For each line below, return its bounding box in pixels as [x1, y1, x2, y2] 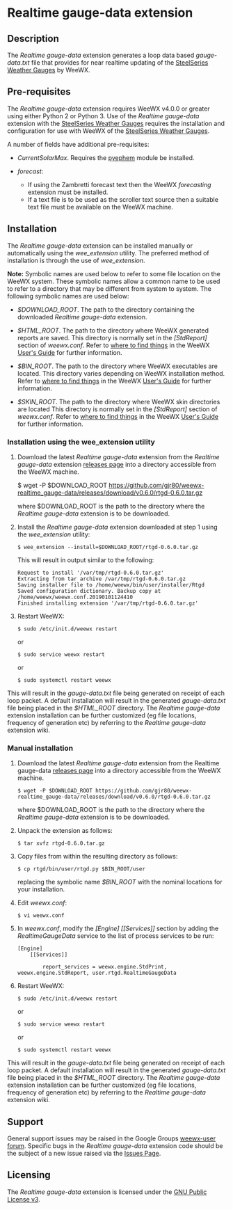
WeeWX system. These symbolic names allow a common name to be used [7, 277, 220, 285]
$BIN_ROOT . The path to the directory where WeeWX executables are [17, 362, 218, 370]
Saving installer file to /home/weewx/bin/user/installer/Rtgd [17, 581, 205, 589]
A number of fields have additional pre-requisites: [7, 140, 150, 148]
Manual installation [7, 743, 74, 753]
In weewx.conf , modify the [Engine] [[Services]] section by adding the [17, 924, 219, 933]
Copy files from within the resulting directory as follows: [17, 852, 178, 861]
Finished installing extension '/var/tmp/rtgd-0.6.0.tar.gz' [17, 600, 199, 607]
